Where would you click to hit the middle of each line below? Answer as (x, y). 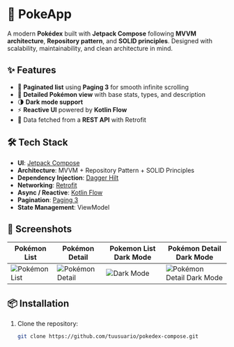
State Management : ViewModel (63, 207)
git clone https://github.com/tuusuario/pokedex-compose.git (108, 337)
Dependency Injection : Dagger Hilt (68, 178)
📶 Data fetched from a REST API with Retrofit (81, 119)
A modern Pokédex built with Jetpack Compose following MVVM (102, 33)
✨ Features (32, 70)
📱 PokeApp (39, 14)
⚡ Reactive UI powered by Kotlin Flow (72, 109)
